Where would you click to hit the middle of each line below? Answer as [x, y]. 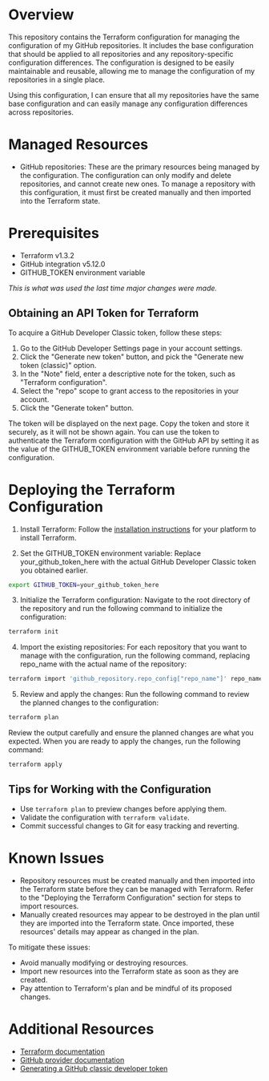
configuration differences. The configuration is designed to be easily [121, 63]
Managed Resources [78, 145]
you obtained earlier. [54, 570]
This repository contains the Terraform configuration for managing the [124, 37]
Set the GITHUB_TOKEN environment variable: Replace [110, 553]
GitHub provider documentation [72, 1059]
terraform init [34, 632]
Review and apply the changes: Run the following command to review [134, 694]
